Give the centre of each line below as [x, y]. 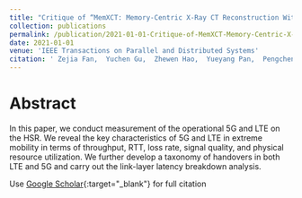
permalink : [30, 34]
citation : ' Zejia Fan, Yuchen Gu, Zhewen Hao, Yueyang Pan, [132, 59]
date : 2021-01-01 [42, 43]
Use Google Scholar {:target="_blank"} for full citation [108, 184]
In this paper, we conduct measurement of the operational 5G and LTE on [145, 128]
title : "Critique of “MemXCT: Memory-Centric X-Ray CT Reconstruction [144, 17]
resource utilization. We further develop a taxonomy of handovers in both [145, 157]
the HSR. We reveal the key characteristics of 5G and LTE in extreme [136, 138]
